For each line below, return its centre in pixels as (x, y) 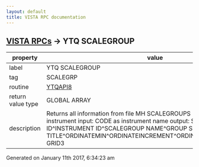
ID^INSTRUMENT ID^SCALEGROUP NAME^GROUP (117, 129)
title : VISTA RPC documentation (46, 17)
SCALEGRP (62, 78)
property (25, 58)
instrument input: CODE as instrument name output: (118, 121)
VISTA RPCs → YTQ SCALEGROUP (70, 41)
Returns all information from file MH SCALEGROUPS (119, 114)
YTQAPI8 (59, 87)
